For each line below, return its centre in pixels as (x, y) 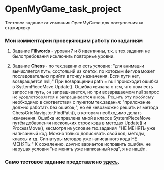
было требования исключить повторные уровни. (63, 56)
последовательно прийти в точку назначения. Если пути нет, (76, 76)
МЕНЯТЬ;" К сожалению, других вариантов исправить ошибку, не (81, 144)
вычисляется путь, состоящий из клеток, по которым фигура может (83, 71)
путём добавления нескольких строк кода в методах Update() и (79, 123)
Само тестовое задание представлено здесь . (62, 162)
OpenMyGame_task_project (63, 9)
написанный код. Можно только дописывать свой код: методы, (79, 134)
